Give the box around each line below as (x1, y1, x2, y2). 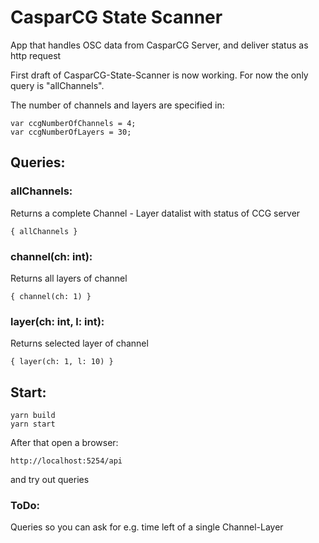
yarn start (10, 419, 56, 430)
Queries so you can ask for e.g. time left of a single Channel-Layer (10, 521, 284, 533)
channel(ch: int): (10, 249, 93, 263)
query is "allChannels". (10, 79, 105, 91)
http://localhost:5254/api (10, 456, 123, 466)
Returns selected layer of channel (10, 337, 149, 350)
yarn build (10, 411, 56, 421)
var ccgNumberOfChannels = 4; (10, 118, 137, 128)
